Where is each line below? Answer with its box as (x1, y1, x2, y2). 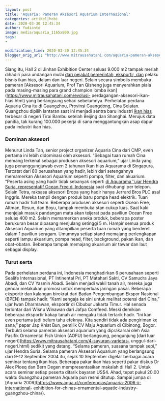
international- (5, 385, 33, 391)
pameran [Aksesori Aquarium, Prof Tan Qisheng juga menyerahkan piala (5, 82, 151, 88)
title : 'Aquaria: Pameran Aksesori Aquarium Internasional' (5, 12, 131, 17)
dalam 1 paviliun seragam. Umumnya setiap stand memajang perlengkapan (5, 231, 157, 237)
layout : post (5, 7, 32, 12)
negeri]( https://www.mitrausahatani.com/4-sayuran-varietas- (5, 338, 130, 344)
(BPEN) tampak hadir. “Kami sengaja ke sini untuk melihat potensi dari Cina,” (5, 296, 160, 302)
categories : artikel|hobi (5, 16, 58, 21)
